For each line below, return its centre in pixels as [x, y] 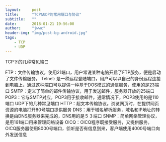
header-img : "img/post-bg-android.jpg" [46, 33]
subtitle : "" [21, 19]
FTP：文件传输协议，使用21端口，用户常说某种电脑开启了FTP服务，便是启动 [83, 72]
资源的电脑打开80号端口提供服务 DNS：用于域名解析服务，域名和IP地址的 [80, 110]
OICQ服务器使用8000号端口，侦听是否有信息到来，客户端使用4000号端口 [81, 128]
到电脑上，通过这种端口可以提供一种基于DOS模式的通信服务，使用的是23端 [82, 85]
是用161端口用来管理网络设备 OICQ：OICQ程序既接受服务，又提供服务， [79, 122]
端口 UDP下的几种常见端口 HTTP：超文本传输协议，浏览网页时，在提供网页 [82, 103]
